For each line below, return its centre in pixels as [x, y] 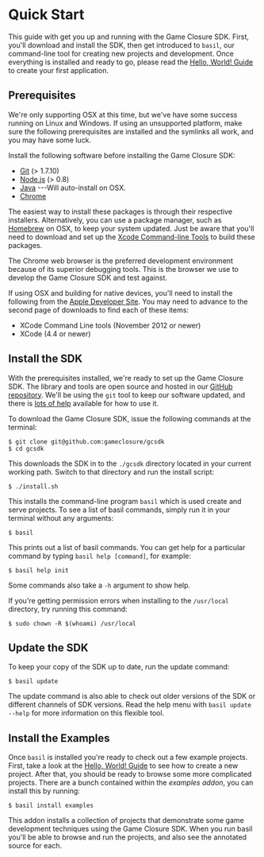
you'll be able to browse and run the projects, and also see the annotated [128, 837]
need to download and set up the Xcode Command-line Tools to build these [132, 237]
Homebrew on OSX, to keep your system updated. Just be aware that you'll [131, 228]
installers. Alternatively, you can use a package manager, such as [115, 219]
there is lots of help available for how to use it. [84, 403]
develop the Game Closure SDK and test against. [88, 277]
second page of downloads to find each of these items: [98, 310]
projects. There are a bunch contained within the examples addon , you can [131, 783]
